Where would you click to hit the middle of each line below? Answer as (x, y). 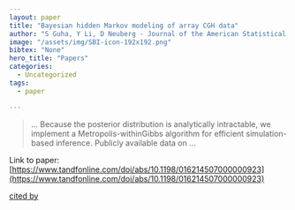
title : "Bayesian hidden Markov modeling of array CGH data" (124, 26)
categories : (31, 67)
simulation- (266, 133)
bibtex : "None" (37, 50)
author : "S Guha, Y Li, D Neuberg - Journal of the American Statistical (148, 34)
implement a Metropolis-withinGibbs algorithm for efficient (137, 133)
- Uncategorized (47, 75)
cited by (24, 196)
